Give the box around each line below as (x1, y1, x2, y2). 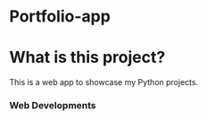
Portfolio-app (9, 6, 112, 27)
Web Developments (9, 99, 96, 112)
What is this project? (9, 47, 166, 68)
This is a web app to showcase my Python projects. (9, 77, 199, 88)
